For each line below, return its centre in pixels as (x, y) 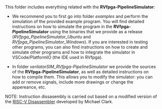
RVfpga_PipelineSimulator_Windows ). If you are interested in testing (80, 42)
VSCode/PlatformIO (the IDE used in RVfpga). (57, 57)
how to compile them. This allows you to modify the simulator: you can (82, 77)
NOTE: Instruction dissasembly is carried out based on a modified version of (81, 96)
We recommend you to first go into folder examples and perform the (80, 16)
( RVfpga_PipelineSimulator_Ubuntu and (51, 37)
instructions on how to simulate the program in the (62, 27)
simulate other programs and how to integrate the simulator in (74, 52)
